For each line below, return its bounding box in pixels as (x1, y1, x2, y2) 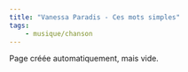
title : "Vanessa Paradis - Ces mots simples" (9, 12, 180, 22)
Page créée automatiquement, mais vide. (9, 54, 160, 64)
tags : (9, 21, 29, 30)
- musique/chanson (25, 29, 93, 38)
